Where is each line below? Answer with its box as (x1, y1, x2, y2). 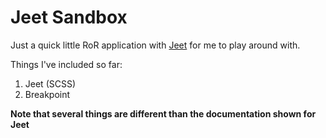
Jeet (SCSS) (24, 77, 77, 90)
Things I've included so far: (10, 58, 123, 70)
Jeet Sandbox (10, 6, 128, 29)
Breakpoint (24, 88, 71, 100)
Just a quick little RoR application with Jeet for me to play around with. (10, 39, 301, 51)
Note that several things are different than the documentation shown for (10, 107, 317, 120)
